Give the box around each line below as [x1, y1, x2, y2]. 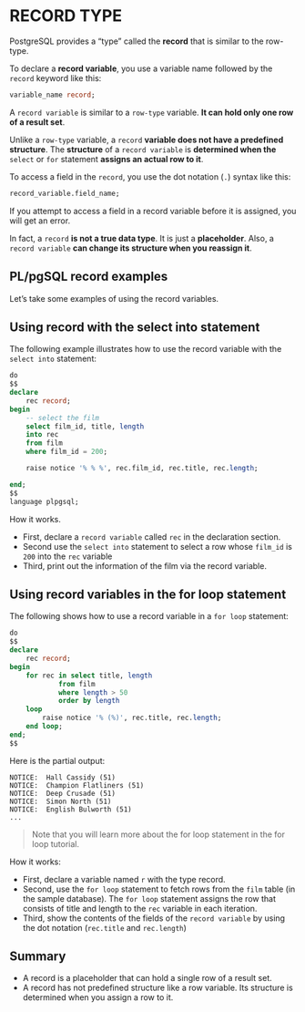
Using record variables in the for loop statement [9, 586, 287, 602]
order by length [57, 697, 120, 706]
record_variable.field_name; [9, 189, 120, 198]
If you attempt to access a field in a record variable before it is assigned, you [9, 205, 297, 216]
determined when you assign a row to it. [22, 992, 174, 1003]
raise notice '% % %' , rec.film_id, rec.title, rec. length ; [25, 464, 259, 473]
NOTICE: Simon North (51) [9, 797, 112, 806]
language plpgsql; [9, 497, 79, 506]
